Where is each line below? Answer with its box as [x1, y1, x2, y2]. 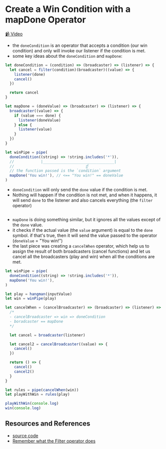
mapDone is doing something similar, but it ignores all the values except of [12, 217, 161, 223]
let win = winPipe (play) [5, 296, 57, 301]
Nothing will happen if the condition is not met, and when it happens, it [12, 192, 158, 198]
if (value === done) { [14, 113, 61, 118]
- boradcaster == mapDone [9, 319, 64, 324]
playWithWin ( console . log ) [5, 401, 59, 406]
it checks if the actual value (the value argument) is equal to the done [12, 227, 153, 233]
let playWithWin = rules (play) [5, 392, 70, 397]
